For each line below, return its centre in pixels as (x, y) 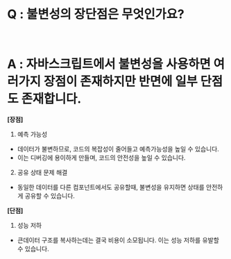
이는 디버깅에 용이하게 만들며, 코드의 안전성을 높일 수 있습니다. (101, 158)
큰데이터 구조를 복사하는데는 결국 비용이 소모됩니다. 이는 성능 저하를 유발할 (118, 240)
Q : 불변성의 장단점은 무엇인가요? (96, 14)
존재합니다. (51, 99)
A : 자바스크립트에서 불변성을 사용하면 (109, 64)
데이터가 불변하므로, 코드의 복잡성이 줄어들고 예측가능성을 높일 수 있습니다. (118, 149)
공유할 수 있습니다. (50, 196)
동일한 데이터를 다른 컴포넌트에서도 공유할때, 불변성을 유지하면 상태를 (111, 187)
